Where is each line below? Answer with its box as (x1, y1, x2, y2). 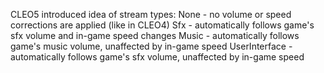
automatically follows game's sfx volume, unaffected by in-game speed (10, 51, 305, 63)
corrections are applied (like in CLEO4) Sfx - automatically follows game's (10, 19, 315, 31)
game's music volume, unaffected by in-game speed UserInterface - (10, 40, 293, 52)
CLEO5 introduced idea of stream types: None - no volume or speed (10, 9, 292, 20)
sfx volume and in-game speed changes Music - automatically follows (10, 30, 300, 41)
